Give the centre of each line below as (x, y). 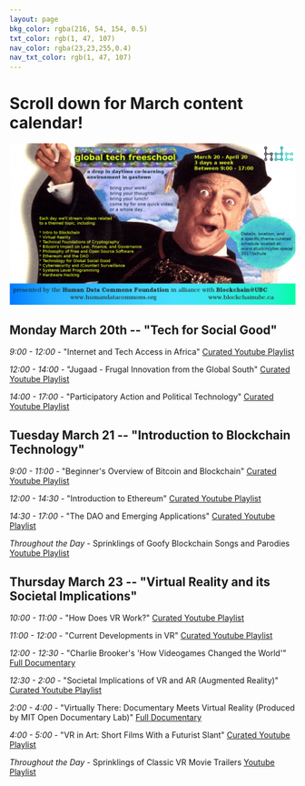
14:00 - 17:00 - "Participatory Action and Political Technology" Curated (142, 397)
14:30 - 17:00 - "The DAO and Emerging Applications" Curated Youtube (142, 516)
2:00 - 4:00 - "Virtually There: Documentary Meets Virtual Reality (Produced (152, 708)
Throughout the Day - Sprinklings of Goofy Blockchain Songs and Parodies (150, 544)
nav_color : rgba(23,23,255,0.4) (70, 48)
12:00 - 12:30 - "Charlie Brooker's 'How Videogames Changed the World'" (148, 653)
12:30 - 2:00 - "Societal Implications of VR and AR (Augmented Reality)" (144, 680)
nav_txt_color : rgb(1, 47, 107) (70, 58)
